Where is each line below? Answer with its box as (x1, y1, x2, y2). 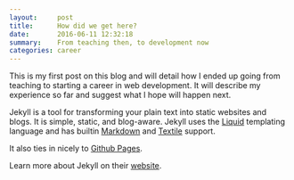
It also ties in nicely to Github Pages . (9, 143, 143, 154)
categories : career (9, 46, 82, 55)
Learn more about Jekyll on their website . (9, 160, 162, 171)
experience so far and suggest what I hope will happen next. (9, 90, 232, 101)
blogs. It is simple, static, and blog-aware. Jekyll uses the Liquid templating (9, 117, 286, 127)
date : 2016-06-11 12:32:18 (9, 29, 134, 38)
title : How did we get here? (9, 21, 138, 30)
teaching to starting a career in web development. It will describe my (9, 80, 261, 91)
